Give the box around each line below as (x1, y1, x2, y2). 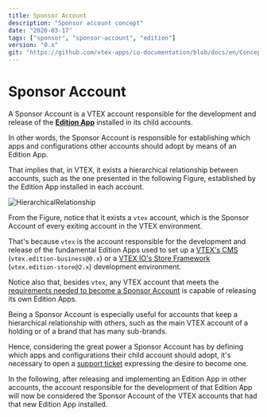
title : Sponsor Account (8, 11, 87, 20)
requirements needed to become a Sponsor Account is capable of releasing (8, 285, 257, 295)
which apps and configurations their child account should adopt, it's (8, 350, 231, 360)
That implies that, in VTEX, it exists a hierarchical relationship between (8, 164, 238, 175)
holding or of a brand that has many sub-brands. (8, 326, 168, 336)
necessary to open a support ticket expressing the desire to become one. (8, 358, 249, 368)
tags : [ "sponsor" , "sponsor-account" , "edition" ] (8, 33, 176, 42)
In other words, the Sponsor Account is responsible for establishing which (8, 133, 250, 142)
